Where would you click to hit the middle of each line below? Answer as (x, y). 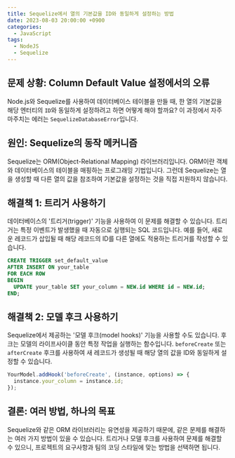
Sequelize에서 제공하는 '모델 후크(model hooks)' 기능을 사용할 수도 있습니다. (113, 335)
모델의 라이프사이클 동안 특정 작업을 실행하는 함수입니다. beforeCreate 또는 (123, 344)
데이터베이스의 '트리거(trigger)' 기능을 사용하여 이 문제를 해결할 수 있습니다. (111, 221)
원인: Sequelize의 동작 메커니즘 (73, 143)
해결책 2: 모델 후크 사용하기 (63, 317)
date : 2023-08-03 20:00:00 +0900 (56, 20)
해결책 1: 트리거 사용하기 (57, 203)
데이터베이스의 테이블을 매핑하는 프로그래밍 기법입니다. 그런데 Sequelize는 (117, 170)
